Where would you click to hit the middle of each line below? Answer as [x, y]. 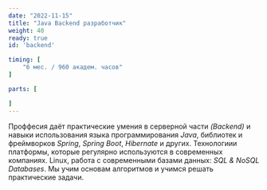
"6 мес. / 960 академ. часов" [73, 67]
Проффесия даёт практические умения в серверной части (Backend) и [130, 126]
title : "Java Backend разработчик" [67, 23]
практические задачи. [46, 177]
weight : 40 [26, 30]
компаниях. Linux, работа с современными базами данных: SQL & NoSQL [134, 160]
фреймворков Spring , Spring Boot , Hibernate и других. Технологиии [123, 143]
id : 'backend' [32, 46]
